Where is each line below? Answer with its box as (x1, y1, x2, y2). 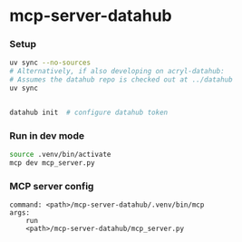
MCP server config (9, 179, 94, 192)
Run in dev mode (9, 129, 84, 141)
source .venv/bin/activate (9, 150, 111, 160)
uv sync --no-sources (9, 58, 92, 68)
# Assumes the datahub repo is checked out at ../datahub (9, 75, 233, 84)
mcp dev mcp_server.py (9, 159, 95, 168)
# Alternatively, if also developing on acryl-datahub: (9, 67, 225, 76)
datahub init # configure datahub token (9, 108, 169, 117)
